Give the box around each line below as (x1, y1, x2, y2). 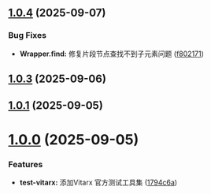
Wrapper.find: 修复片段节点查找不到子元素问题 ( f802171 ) (19, 49, 205, 58)
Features (8, 159, 43, 170)
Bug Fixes (8, 30, 47, 41)
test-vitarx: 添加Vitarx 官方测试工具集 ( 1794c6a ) (19, 177, 178, 187)
